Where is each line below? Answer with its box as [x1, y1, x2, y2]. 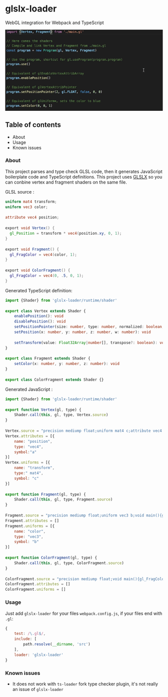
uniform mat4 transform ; [5, 199, 57, 204]
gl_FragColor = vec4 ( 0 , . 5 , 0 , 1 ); [9, 273, 84, 278]
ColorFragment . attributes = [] [5, 582, 70, 587]
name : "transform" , [14, 465, 55, 470]
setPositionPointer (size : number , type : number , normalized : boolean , [14, 324, 164, 329]
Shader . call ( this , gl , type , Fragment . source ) [14, 497, 113, 502]
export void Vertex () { [5, 226, 55, 231]
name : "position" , [14, 439, 52, 444]
